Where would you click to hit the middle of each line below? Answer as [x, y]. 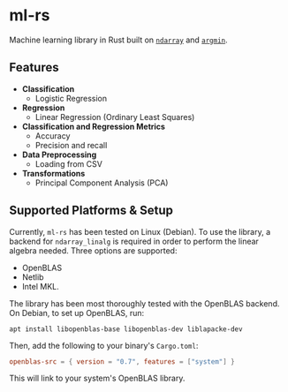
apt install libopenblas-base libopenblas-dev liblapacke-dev [126, 329]
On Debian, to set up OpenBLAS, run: [77, 313]
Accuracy [53, 136]
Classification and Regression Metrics [94, 126]
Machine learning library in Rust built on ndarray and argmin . [118, 40]
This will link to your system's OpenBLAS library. [97, 378]
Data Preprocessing [59, 155]
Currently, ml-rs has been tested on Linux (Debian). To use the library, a [140, 231]
